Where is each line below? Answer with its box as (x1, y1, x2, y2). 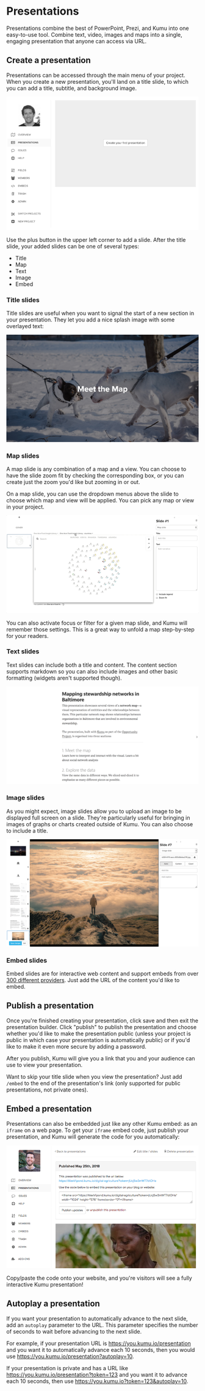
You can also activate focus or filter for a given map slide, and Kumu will (6, 619, 188, 626)
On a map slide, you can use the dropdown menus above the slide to (6, 490, 179, 497)
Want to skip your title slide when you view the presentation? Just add (6, 1073, 182, 1080)
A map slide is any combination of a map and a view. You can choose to (6, 466, 187, 473)
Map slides (6, 452, 40, 460)
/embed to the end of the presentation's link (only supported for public (6, 1079, 181, 1087)
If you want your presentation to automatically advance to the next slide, (6, 1315, 188, 1322)
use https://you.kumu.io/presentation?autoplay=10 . (6, 1352, 134, 1360)
